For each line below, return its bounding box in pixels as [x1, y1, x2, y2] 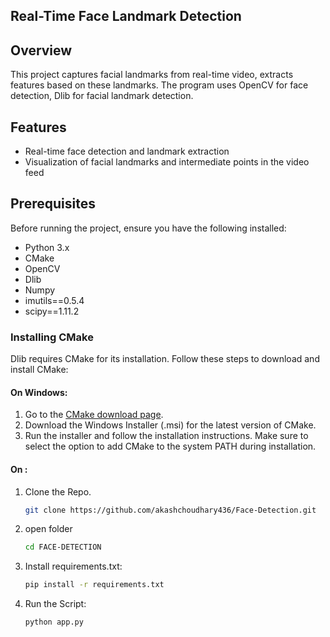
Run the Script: [24, 598, 87, 610]
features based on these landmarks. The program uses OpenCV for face [10, 79, 309, 91]
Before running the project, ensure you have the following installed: [10, 222, 287, 234]
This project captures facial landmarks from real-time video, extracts [10, 69, 294, 81]
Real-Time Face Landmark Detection [10, 8, 242, 25]
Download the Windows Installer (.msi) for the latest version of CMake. [24, 419, 317, 431]
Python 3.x [24, 241, 70, 253]
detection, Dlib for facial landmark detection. [10, 90, 194, 102]
